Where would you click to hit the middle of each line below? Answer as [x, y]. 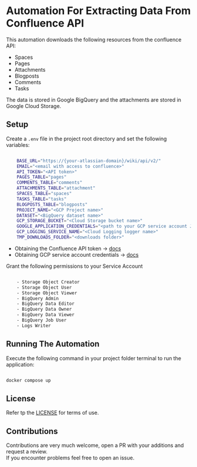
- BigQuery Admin [38, 298]
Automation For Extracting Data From [98, 11]
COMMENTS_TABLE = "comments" [50, 183]
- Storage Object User [44, 287]
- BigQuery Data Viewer [46, 315]
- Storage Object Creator [48, 282]
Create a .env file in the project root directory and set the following [86, 139]
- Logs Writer [34, 325]
